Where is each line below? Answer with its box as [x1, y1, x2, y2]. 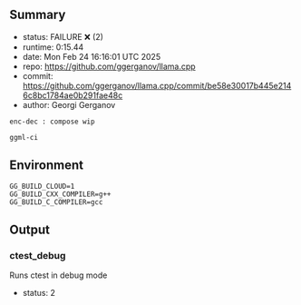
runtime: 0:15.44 [22, 41, 84, 53]
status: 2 [22, 288, 56, 299]
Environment [9, 158, 84, 173]
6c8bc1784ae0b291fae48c [22, 90, 123, 101]
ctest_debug [9, 249, 66, 261]
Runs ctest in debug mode [9, 270, 108, 280]
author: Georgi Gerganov [22, 99, 116, 110]
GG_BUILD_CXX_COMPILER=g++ [9, 190, 112, 199]
